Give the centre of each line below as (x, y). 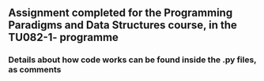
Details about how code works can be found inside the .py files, (132, 60)
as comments (35, 70)
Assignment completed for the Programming (121, 13)
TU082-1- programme (63, 37)
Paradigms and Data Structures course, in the (123, 26)
